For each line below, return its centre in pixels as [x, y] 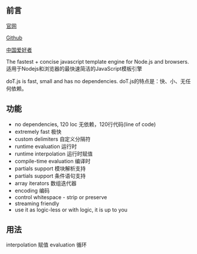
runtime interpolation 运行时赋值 [54, 154]
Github [14, 38]
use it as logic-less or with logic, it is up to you [71, 210]
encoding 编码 [32, 190]
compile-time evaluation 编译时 [52, 161]
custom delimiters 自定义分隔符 [52, 139]
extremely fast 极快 [38, 131]
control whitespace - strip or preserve [61, 197]
